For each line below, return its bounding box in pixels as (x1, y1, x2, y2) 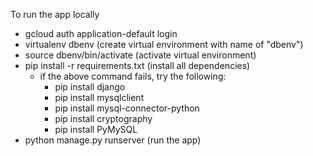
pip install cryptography (54, 113, 153, 124)
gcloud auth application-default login (24, 28, 178, 39)
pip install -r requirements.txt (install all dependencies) (24, 60, 251, 71)
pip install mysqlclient (54, 92, 145, 103)
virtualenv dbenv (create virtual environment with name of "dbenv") (24, 39, 304, 50)
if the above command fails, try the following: (39, 70, 227, 82)
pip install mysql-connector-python (54, 102, 200, 114)
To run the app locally (10, 9, 100, 20)
